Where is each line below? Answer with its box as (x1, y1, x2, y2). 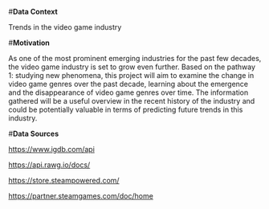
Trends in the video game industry (8, 23, 122, 31)
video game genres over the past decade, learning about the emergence (8, 80, 249, 88)
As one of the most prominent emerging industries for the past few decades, (8, 54, 262, 63)
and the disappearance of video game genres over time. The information (8, 88, 249, 97)
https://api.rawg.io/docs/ (8, 160, 91, 170)
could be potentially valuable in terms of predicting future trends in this (8, 104, 243, 114)
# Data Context (8, 7, 58, 16)
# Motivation (8, 38, 51, 47)
